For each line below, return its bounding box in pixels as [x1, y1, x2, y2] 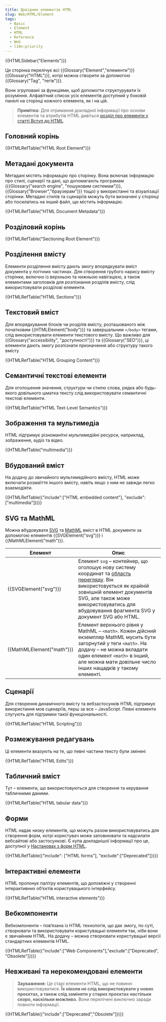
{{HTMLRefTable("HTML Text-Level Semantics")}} [5, 405, 108, 411]
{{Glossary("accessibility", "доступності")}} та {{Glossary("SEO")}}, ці [5, 337, 149, 343]
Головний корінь [5, 132, 59, 141]
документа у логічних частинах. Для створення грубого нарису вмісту [5, 268, 155, 274]
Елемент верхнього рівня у [78, 621, 143, 628]
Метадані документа [5, 159, 74, 168]
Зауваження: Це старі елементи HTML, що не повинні [17, 980, 132, 986]
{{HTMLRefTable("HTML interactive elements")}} [5, 895, 105, 901]
